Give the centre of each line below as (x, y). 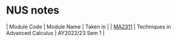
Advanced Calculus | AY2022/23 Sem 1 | (55, 33)
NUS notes (33, 10)
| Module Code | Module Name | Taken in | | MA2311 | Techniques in (88, 27)
